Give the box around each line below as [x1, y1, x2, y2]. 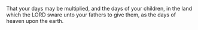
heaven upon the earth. [6, 18, 64, 24]
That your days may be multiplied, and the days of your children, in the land [6, 5, 193, 12]
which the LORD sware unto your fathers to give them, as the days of [6, 11, 176, 18]
